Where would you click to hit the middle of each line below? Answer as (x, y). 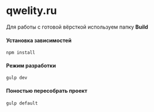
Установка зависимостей (39, 40)
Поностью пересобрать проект (47, 90)
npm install (21, 53)
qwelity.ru (31, 11)
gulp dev (17, 78)
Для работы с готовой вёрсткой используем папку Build (77, 27)
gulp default (22, 103)
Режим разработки (31, 65)
